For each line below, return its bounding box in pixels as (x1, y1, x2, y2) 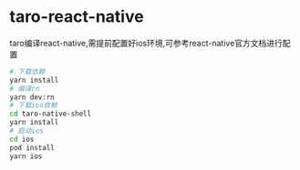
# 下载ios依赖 (9, 101, 57, 110)
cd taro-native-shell (9, 109, 92, 119)
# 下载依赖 (9, 66, 46, 76)
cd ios (9, 135, 35, 144)
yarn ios (9, 152, 43, 161)
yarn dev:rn (9, 93, 55, 102)
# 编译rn (9, 84, 40, 93)
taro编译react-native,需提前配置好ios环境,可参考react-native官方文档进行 (9, 37, 283, 48)
